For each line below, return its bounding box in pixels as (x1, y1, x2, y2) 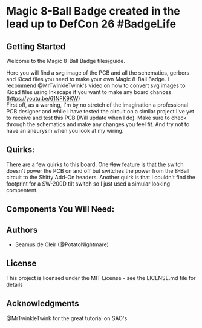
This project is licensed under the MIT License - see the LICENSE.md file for (6, 274, 196, 281)
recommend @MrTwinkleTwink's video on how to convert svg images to (6, 82, 186, 89)
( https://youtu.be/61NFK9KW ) (6, 95, 80, 102)
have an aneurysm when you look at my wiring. (6, 127, 124, 134)
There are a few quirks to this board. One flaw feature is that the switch (6, 161, 184, 168)
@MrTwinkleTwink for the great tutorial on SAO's (6, 314, 128, 322)
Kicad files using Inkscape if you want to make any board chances (6, 89, 171, 95)
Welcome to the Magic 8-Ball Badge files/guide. (6, 58, 126, 64)
